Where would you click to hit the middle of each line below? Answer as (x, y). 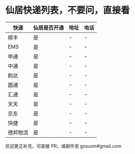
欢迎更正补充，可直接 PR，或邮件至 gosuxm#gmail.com (63, 146)
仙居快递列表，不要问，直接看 (68, 10)
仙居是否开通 (49, 27)
